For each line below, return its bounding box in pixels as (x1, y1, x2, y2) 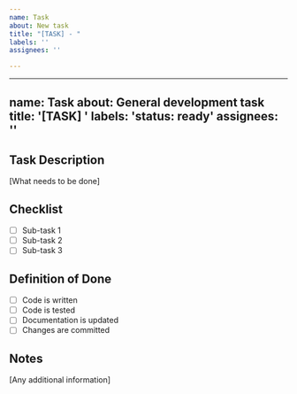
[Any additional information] (9, 375, 111, 385)
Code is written (21, 295, 78, 305)
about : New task (9, 21, 69, 30)
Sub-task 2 (21, 236, 64, 246)
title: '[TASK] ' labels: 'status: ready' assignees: (9, 108, 278, 124)
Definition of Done (9, 271, 112, 286)
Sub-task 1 (21, 225, 62, 236)
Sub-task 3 (21, 245, 64, 256)
